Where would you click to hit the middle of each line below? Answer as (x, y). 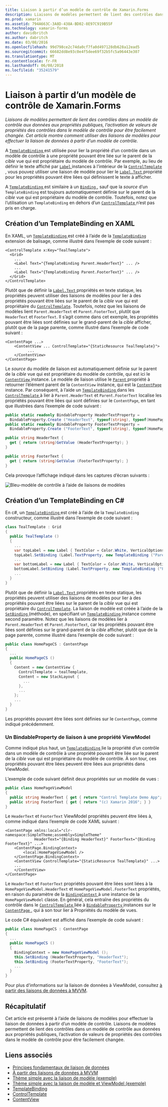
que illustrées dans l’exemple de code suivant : (53, 406)
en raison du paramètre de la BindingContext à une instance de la (72, 894)
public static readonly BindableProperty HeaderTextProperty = (72, 415)
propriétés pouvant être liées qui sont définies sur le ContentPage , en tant (80, 400)
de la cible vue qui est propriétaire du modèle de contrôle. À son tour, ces (81, 759)
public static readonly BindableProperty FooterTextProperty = (72, 424)
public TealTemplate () (34, 536)
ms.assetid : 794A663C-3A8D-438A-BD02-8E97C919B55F (59, 24)
